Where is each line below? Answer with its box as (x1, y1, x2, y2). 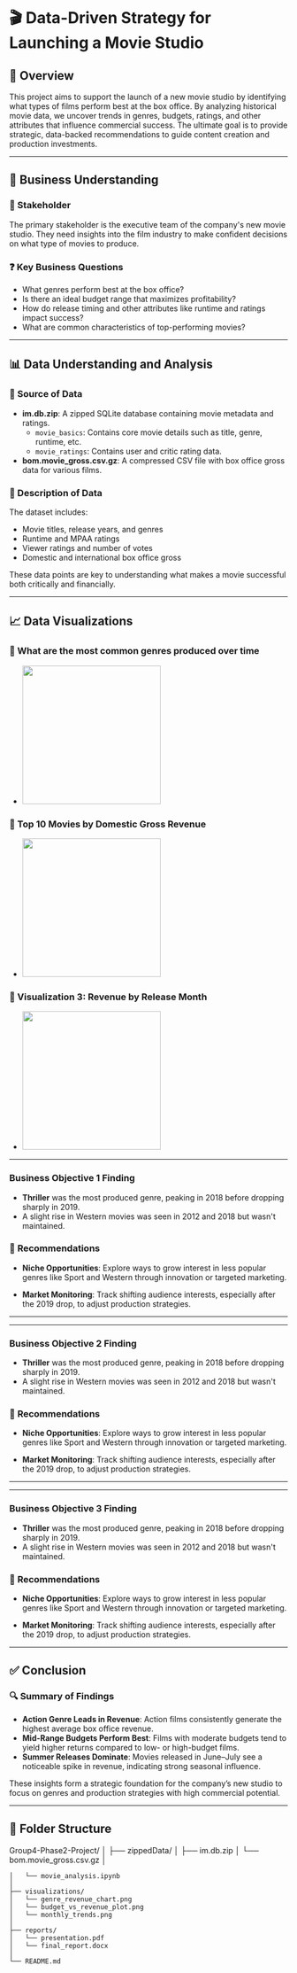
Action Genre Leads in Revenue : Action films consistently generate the (21, 1713, 283, 1724)
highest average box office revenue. (21, 1723, 154, 1734)
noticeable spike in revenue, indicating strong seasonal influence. (21, 1760, 261, 1771)
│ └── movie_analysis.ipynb (9, 1871, 121, 1880)
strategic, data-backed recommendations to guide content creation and (9, 129, 270, 139)
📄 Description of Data (9, 486, 103, 499)
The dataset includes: (9, 507, 88, 517)
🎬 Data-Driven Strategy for (9, 8, 212, 28)
